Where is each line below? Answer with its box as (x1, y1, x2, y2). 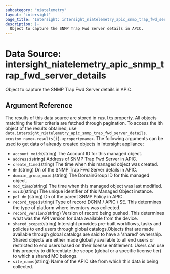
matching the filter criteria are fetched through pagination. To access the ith (5, 120, 163, 126)
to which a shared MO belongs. (12, 253, 78, 259)
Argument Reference (5, 101, 73, 110)
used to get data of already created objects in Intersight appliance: (5, 141, 144, 147)
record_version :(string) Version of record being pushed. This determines (12, 210, 164, 216)
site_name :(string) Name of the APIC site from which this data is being (12, 258, 158, 264)
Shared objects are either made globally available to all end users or (12, 236, 154, 243)
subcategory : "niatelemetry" (5, 7, 67, 13)
